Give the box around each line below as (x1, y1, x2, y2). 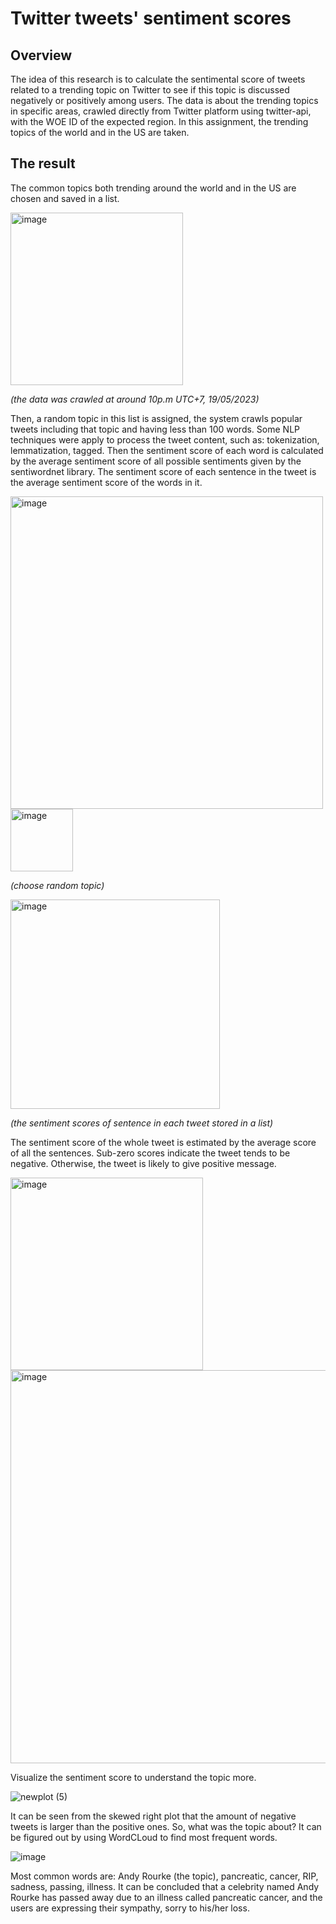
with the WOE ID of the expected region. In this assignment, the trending (10, 116, 309, 127)
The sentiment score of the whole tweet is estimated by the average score (10, 1136, 317, 1148)
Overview (10, 47, 73, 64)
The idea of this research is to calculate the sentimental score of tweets (10, 73, 306, 85)
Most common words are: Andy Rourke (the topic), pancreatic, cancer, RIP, (10, 1870, 319, 1882)
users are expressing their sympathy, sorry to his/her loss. (10, 1902, 250, 1914)
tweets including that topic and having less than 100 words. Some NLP (10, 423, 300, 435)
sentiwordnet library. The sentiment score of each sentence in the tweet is (10, 465, 317, 477)
